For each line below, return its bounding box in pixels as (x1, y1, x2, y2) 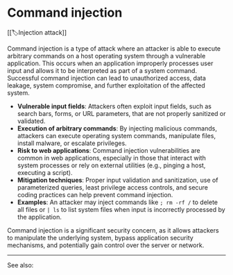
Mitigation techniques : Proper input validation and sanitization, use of (17, 176, 218, 184)
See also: (7, 260, 34, 269)
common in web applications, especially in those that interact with (17, 153, 206, 162)
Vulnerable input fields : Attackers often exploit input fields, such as (17, 102, 212, 110)
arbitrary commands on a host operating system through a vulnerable (7, 51, 206, 60)
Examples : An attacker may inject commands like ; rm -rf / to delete (17, 198, 218, 206)
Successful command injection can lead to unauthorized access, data (7, 74, 207, 82)
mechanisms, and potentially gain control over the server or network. (7, 241, 205, 249)
